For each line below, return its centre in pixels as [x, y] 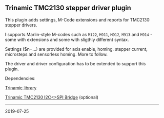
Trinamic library [21, 88]
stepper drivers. [21, 25]
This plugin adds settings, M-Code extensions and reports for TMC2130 [77, 20]
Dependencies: [20, 78]
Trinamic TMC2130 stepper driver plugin [68, 8]
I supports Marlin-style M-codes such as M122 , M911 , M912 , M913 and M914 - [79, 34]
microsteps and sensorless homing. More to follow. [56, 54]
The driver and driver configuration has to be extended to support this [75, 63]
